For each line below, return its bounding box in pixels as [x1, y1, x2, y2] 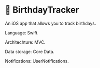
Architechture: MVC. [5, 39, 46, 45]
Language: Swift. [5, 30, 39, 35]
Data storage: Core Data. [5, 49, 55, 54]
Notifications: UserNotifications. [5, 58, 69, 64]
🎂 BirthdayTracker [5, 4, 79, 16]
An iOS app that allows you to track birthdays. [5, 20, 96, 26]
